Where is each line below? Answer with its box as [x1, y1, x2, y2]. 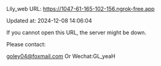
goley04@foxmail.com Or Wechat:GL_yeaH [6, 53, 116, 60]
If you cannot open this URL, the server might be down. [6, 29, 146, 36]
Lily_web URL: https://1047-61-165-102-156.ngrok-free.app [6, 5, 155, 12]
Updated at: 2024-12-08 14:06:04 [6, 17, 92, 24]
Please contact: [6, 41, 46, 48]
